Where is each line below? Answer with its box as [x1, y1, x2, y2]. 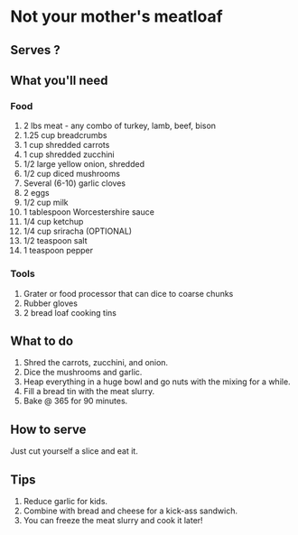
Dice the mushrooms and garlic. [23, 367, 143, 378]
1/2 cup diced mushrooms [23, 169, 121, 180]
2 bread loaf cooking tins [23, 307, 116, 318]
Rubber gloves [23, 298, 78, 309]
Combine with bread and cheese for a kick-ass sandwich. [23, 505, 238, 516]
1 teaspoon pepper [23, 245, 94, 256]
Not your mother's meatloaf [10, 6, 224, 27]
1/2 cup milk [23, 197, 69, 208]
